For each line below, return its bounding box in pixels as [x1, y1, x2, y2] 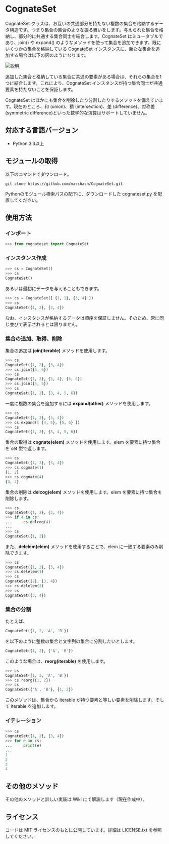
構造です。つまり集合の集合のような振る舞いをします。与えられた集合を [9, 26, 159, 33]
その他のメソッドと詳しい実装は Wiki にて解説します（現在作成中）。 [5, 796, 147, 802]
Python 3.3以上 [12, 140, 44, 146]
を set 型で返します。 [5, 445, 49, 451]
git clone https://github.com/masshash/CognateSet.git [5, 181, 123, 186]
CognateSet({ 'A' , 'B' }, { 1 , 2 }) [5, 687, 73, 692]
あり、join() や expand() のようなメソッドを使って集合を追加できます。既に [5, 39, 161, 46]
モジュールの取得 [5, 157, 58, 165]
